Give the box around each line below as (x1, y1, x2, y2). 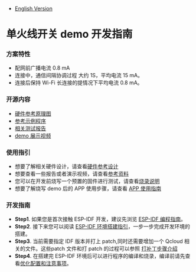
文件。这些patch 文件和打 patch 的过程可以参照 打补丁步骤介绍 (25, 245, 178, 253)
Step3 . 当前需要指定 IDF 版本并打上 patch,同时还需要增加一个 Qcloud (14, 238, 183, 245)
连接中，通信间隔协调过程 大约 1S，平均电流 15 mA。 (14, 72, 143, 79)
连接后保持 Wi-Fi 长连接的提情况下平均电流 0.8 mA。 (14, 79, 143, 86)
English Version (14, 5, 53, 12)
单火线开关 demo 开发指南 (6, 28, 133, 41)
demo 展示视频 (14, 132, 51, 139)
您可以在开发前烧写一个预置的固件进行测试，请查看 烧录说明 (14, 178, 160, 185)
